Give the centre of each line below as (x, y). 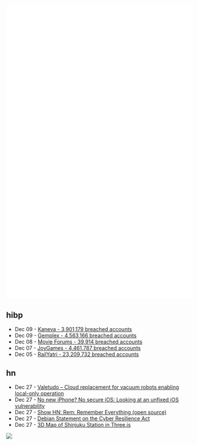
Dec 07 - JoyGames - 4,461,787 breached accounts (78, 348)
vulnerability (30, 406)
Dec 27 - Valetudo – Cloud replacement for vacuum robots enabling (97, 387)
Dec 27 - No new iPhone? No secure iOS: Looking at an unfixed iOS (96, 400)
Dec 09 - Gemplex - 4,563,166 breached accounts (75, 336)
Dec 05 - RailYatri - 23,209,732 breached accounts (77, 354)
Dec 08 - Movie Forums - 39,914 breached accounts (78, 342)
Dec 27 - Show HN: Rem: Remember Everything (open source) (91, 413)
